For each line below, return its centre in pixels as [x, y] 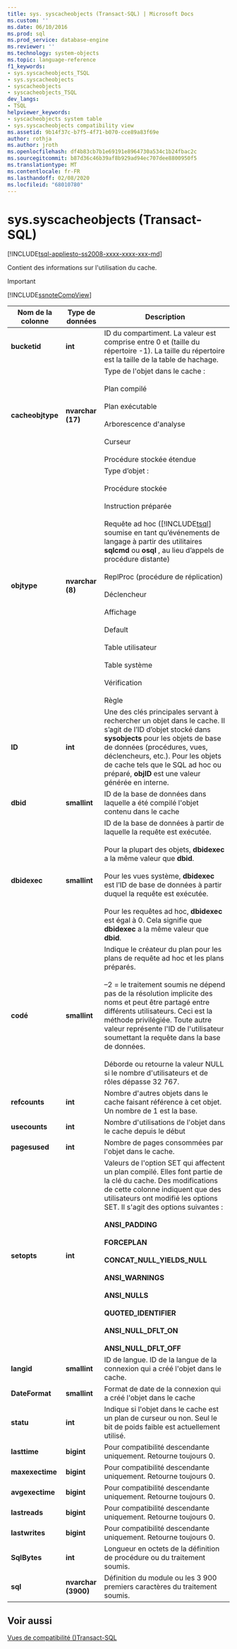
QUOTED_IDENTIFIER [140, 1313]
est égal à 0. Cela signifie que [153, 920]
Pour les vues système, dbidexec [159, 876]
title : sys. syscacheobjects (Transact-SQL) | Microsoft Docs [101, 14]
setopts [24, 1256]
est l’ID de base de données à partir [163, 885]
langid [22, 1369]
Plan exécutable [130, 407]
